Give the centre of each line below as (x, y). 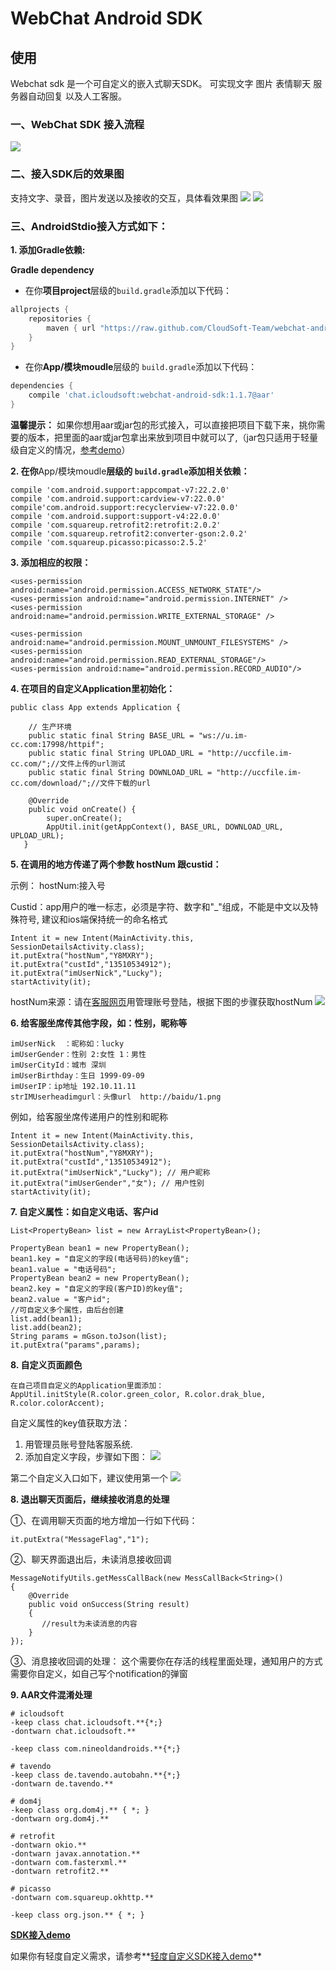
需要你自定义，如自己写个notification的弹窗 (99, 1673)
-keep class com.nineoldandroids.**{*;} (96, 1748)
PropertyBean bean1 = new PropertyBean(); (100, 1248)
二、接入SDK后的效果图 (67, 174)
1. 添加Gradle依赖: (48, 249)
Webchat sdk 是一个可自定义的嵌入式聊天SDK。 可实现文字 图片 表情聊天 (161, 83)
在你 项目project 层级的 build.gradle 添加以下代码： (128, 290)
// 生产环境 (50, 727)
